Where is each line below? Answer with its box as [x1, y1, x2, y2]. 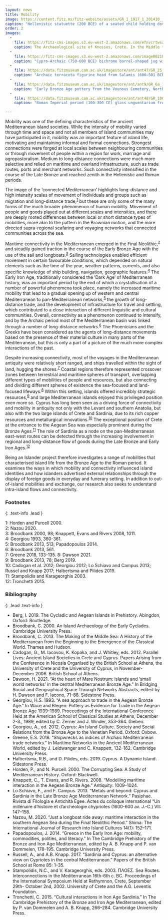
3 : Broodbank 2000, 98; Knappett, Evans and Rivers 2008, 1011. [5, 531, 136, 537]
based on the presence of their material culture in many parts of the [5, 334, 145, 340]
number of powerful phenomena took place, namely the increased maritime [5, 285, 161, 291]
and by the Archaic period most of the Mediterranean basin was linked [5, 317, 150, 323]
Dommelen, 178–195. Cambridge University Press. [12, 846, 115, 852]
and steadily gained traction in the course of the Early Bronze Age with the [5, 246, 158, 252]
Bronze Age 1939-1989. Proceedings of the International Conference [12, 708, 154, 714]
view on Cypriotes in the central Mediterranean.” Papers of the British [12, 856, 156, 862]
